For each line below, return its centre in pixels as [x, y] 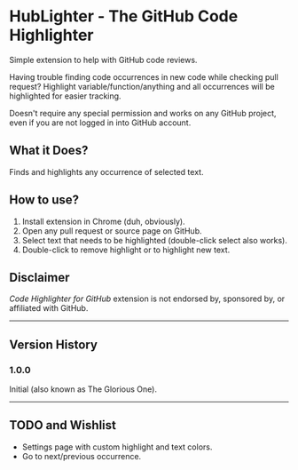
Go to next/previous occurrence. [82, 456]
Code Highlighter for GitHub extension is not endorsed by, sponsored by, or [147, 299]
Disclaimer [39, 277]
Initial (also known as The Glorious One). [83, 389]
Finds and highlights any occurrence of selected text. [106, 171]
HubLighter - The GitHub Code [124, 16]
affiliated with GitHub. [49, 308]
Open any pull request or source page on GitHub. [112, 231]
